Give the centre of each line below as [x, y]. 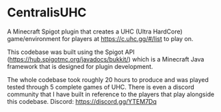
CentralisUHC [47, 13]
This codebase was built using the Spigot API [71, 52]
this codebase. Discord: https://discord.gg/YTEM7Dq [82, 101]
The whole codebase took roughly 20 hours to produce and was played [108, 79]
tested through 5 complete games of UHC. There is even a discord [101, 87]
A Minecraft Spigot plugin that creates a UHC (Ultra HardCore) [95, 31]
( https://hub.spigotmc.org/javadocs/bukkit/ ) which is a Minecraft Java [106, 59]
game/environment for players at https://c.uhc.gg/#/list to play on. [100, 38]
